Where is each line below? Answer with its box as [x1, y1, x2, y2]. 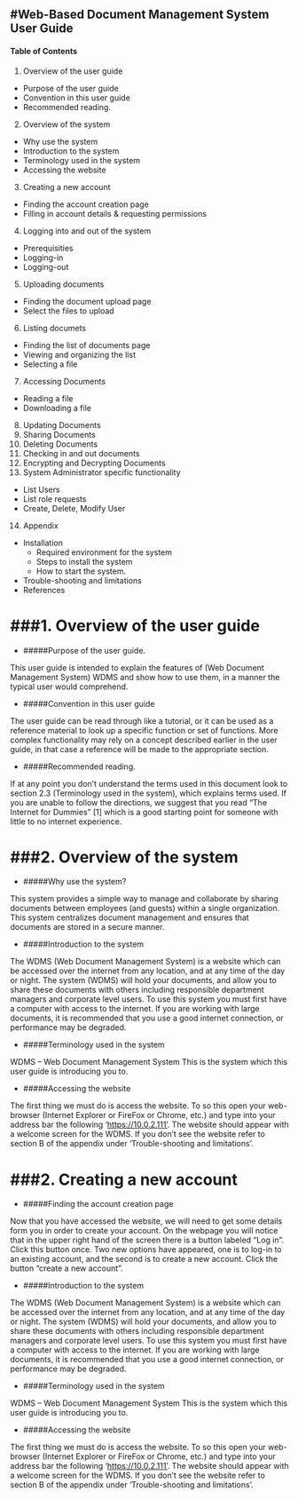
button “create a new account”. [10, 1263, 123, 1273]
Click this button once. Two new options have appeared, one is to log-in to [10, 1244, 282, 1255]
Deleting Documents [22, 439, 98, 449]
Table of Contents [10, 45, 78, 56]
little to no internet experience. [10, 816, 122, 827]
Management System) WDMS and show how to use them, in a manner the [10, 671, 280, 682]
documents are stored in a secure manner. [10, 922, 165, 932]
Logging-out [22, 261, 69, 272]
